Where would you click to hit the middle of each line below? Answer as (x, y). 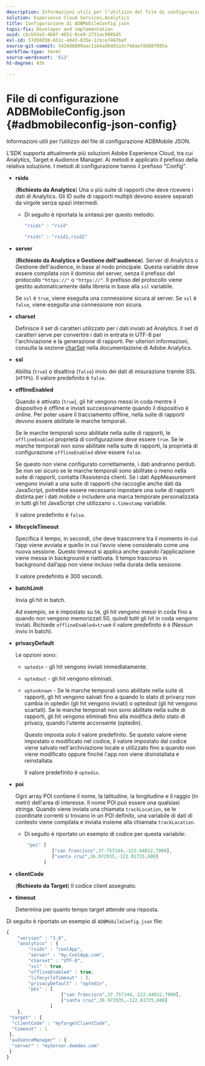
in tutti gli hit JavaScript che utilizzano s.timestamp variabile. (91, 503)
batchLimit (29, 588)
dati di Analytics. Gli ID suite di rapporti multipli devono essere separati (104, 197)
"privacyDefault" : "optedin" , (68, 984)
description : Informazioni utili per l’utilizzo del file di (86, 12)
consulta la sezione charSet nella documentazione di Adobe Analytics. (103, 348)
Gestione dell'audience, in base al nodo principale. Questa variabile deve (107, 267)
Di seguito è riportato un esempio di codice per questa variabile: (105, 834)
